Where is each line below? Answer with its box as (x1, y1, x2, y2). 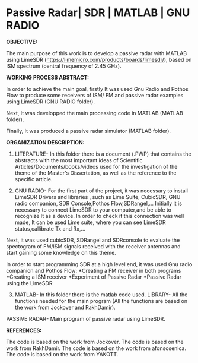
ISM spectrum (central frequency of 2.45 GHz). (6, 62, 122, 70)
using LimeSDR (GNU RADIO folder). (6, 98, 95, 105)
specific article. (14, 175, 53, 182)
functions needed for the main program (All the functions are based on (14, 297, 188, 304)
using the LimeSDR (6, 279, 53, 286)
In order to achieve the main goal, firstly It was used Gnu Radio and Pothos (6, 85, 189, 92)
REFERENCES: (6, 327, 42, 334)
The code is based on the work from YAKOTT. (6, 351, 119, 358)
